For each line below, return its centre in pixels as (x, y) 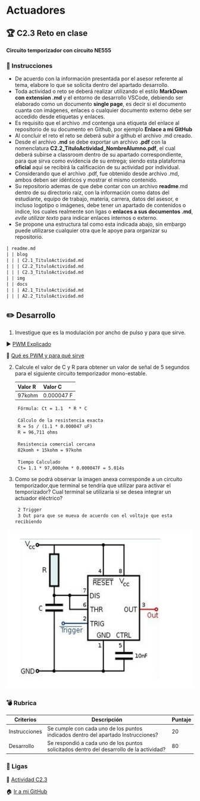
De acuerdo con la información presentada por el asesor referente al (99, 79)
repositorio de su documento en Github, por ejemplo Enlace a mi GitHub (103, 129)
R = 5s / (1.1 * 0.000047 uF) (55, 426)
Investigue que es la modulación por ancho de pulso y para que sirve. (100, 333)
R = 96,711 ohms (38, 432)
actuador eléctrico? (39, 498)
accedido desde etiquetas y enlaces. (60, 117)
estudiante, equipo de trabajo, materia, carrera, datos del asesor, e (96, 199)
